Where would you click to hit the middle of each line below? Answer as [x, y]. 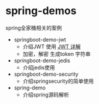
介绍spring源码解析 [46, 95]
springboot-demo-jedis [42, 61]
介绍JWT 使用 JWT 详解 [52, 46]
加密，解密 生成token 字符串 [57, 53]
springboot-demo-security [46, 74]
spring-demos [41, 11]
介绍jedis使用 [39, 67]
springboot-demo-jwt [40, 39]
